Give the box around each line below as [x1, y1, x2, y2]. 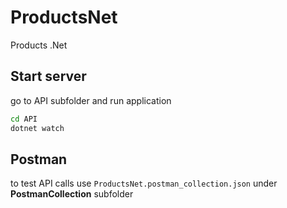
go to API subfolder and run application [10, 94, 172, 106]
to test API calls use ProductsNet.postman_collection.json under [10, 177, 278, 190]
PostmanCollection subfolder [10, 188, 134, 200]
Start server [10, 68, 87, 85]
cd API [10, 114, 38, 124]
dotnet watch [10, 123, 65, 133]
